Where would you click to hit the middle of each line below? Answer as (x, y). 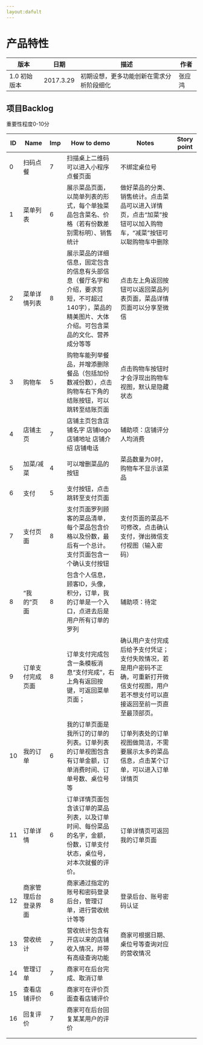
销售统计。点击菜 (145, 197)
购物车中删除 (151, 242)
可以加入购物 (145, 224)
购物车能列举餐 (88, 355)
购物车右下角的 (88, 391)
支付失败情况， (142, 659)
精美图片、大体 (88, 317)
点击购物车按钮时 (145, 369)
